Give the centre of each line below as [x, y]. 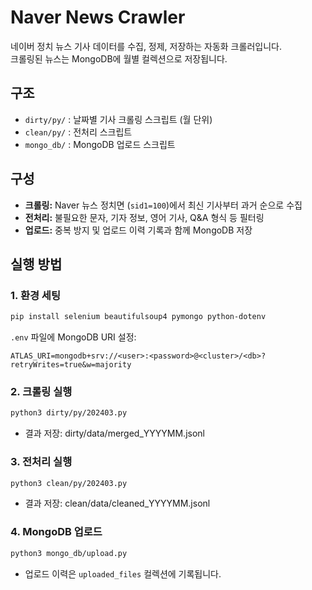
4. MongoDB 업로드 [56, 532]
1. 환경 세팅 [35, 295]
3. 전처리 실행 [41, 462]
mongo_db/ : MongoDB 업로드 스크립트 [100, 144]
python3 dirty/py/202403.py [69, 413]
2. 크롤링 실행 [41, 392]
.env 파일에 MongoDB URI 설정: [73, 337]
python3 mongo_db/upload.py [69, 553]
